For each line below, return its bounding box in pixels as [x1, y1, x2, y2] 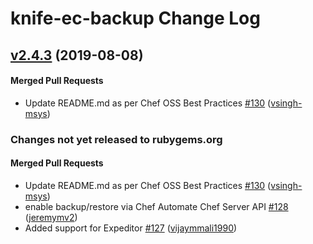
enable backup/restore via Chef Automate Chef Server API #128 [24, 200, 289, 212]
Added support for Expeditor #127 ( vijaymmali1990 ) [24, 222, 238, 234]
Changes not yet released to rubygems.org [10, 132, 223, 146]
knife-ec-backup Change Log [10, 7, 261, 30]
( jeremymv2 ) [24, 211, 78, 223]
